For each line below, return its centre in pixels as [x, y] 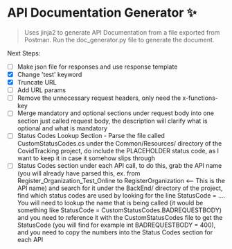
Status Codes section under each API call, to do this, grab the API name [119, 166]
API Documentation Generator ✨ [102, 13]
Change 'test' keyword [50, 75]
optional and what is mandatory [62, 128]
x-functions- [200, 98]
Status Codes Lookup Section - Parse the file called [91, 136]
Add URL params [42, 90]
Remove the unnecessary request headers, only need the [99, 98]
